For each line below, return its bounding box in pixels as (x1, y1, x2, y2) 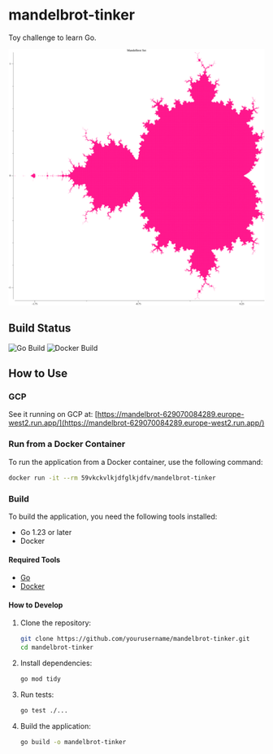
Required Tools (8, 555, 61, 564)
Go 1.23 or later (19, 527, 72, 537)
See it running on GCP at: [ (8, 410, 98, 419)
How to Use (8, 366, 68, 380)
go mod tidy (19, 675, 61, 683)
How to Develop (8, 600, 63, 610)
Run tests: (19, 690, 54, 699)
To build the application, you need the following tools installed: (8, 511, 218, 521)
